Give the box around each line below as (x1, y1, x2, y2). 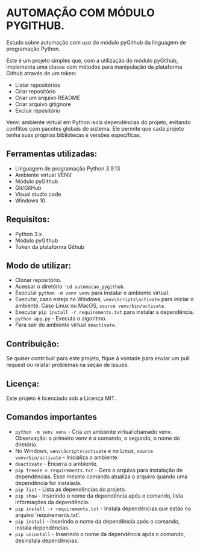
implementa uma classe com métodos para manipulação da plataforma (6, 63, 183, 70)
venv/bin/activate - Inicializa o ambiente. (14, 454, 119, 461)
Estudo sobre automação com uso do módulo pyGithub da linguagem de (6, 39, 186, 46)
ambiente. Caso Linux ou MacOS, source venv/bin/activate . (14, 302, 166, 310)
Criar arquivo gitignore (14, 100, 71, 108)
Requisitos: (6, 214, 50, 225)
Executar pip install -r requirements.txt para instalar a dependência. (14, 308, 195, 316)
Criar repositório (14, 87, 56, 95)
